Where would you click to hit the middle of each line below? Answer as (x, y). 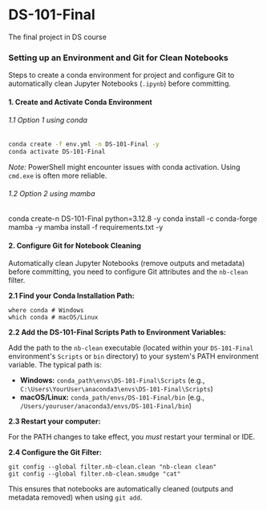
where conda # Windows (46, 311)
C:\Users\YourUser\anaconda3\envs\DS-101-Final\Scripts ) (117, 389)
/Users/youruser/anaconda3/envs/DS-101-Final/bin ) (106, 406)
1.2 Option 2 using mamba (52, 194)
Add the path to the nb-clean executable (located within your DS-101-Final (131, 348)
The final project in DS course (57, 37)
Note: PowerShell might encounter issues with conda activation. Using (124, 167)
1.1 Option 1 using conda (48, 120)
